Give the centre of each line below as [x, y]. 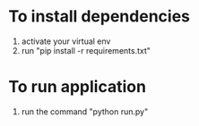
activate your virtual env [66, 41]
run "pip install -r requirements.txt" [86, 50]
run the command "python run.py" [85, 111]
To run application [78, 87]
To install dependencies [99, 17]
